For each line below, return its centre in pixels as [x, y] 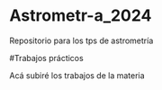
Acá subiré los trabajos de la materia [77, 75]
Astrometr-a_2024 [81, 16]
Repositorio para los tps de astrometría [81, 40]
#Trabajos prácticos [46, 58]
